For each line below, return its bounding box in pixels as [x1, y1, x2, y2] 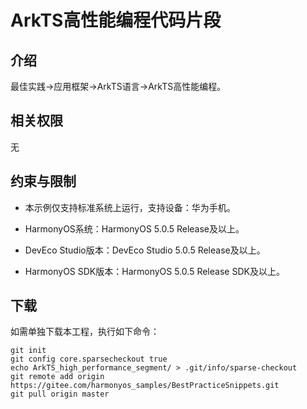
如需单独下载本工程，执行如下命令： [10, 326, 160, 338]
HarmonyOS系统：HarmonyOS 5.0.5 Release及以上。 [24, 222, 245, 235]
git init [10, 346, 47, 356]
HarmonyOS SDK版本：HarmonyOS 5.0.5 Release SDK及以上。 [24, 265, 285, 277]
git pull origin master [10, 389, 110, 400]
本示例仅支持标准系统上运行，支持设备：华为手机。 [24, 201, 236, 213]
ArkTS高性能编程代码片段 [10, 9, 222, 32]
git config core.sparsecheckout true [10, 354, 168, 365]
